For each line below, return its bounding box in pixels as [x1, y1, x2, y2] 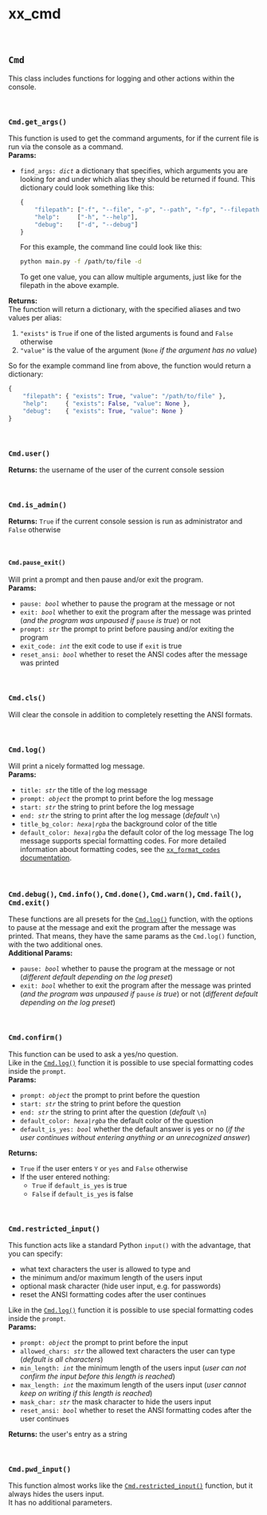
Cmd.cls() [8, 693, 46, 703]
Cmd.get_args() [8, 117, 68, 126]
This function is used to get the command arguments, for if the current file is [8, 133, 259, 144]
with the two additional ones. [8, 940, 104, 949]
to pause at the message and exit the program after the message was [8, 923, 237, 933]
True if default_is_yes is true [31, 1180, 128, 1190]
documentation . [19, 853, 72, 862]
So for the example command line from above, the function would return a [8, 361, 251, 371]
